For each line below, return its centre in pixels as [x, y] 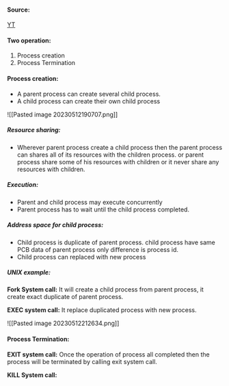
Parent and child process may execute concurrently [90, 202]
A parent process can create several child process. [89, 94]
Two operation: [29, 40]
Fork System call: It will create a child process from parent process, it [105, 289]
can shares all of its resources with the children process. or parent [110, 155]
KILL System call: [32, 375]
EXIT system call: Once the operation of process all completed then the [108, 354]
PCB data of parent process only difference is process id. [98, 249]
